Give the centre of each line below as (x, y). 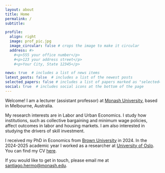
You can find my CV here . (31, 150)
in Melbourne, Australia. (29, 105)
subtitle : (15, 23)
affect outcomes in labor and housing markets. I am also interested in (75, 125)
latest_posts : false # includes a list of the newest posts (69, 77)
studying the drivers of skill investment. (45, 131)
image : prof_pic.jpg (30, 41)
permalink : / (18, 19)
